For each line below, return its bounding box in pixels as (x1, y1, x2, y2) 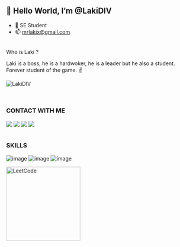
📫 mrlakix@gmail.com (14, 28, 70, 36)
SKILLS (6, 142, 28, 150)
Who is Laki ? (6, 48, 39, 55)
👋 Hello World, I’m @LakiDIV (6, 6, 112, 16)
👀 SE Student (14, 21, 47, 28)
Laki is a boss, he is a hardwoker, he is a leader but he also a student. (6, 60, 175, 67)
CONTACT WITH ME (6, 106, 65, 114)
